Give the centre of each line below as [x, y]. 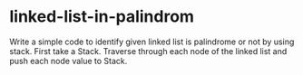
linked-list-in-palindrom [102, 17]
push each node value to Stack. [68, 61]
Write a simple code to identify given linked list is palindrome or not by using [152, 42]
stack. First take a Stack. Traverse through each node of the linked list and [148, 51]
